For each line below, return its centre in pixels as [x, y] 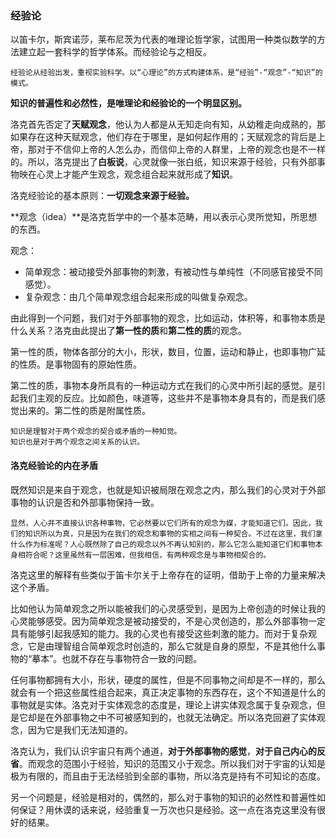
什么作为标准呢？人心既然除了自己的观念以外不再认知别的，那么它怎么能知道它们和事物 [163, 544]
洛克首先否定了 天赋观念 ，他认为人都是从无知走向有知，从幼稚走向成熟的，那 [168, 124]
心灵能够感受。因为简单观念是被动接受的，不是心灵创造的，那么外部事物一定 [168, 621]
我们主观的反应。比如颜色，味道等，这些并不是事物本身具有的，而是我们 [167, 398]
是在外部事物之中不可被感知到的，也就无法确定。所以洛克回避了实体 [176, 717]
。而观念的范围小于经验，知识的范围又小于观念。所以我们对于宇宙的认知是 [172, 763]
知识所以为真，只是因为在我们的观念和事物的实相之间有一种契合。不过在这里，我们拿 [173, 533]
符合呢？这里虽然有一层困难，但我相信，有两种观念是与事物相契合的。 [148, 555]
